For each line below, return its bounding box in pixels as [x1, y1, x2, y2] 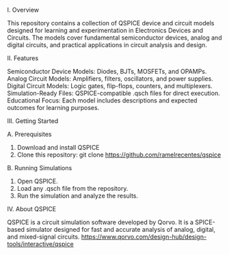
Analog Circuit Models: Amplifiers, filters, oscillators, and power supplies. [7, 75, 213, 83]
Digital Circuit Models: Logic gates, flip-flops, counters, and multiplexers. [7, 82, 213, 90]
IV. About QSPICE [7, 205, 57, 213]
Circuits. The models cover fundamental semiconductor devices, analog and [7, 33, 222, 42]
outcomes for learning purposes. [7, 104, 100, 111]
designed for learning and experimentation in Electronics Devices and [7, 27, 204, 34]
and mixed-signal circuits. [7, 232, 80, 241]
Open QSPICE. [16, 177, 58, 185]
